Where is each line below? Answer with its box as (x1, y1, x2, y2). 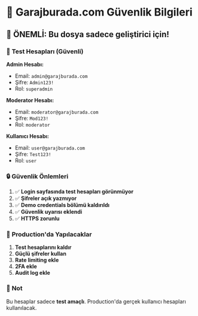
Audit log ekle (14, 269, 51, 276)
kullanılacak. (6, 304, 37, 311)
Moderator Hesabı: (6, 96, 54, 104)
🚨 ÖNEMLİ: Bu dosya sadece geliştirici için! (6, 29, 169, 39)
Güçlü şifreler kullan (14, 250, 67, 257)
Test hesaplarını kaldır (14, 244, 72, 251)
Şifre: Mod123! (14, 114, 49, 121)
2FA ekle (14, 263, 37, 270)
